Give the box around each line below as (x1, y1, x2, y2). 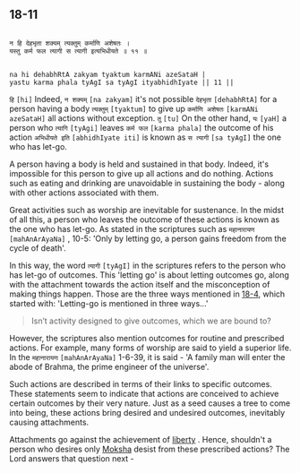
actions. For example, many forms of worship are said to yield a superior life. (9, 342, 292, 353)
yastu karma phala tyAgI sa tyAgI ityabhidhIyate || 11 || (9, 78, 235, 87)
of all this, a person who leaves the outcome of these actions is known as (9, 214, 280, 225)
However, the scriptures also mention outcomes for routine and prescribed (9, 332, 285, 343)
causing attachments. (9, 417, 90, 427)
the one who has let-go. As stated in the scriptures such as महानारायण (9, 223, 255, 234)
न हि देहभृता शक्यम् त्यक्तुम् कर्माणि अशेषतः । (9, 39, 130, 47)
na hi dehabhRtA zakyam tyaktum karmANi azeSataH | (9, 70, 206, 79)
